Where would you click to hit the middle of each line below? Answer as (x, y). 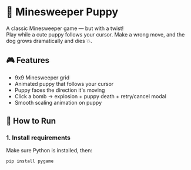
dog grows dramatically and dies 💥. (49, 41)
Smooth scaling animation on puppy (58, 102)
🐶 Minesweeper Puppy (62, 12)
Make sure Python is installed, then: (49, 151)
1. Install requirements (38, 138)
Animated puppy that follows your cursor (64, 84)
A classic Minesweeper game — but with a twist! (65, 28)
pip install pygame (30, 161)
